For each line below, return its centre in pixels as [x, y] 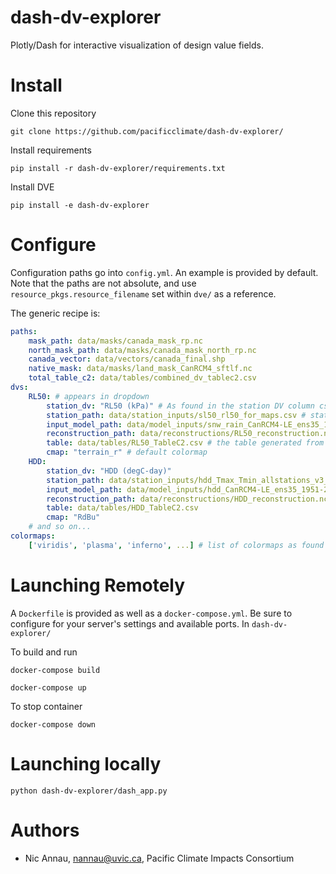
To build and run [44, 652]
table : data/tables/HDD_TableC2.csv [122, 508]
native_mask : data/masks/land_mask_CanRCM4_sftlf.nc [140, 369]
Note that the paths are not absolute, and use [103, 283]
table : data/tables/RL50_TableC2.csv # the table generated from [185, 443]
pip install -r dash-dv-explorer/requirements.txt [118, 168]
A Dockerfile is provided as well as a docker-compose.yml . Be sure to [151, 613]
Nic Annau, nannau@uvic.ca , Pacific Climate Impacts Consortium [159, 858]
